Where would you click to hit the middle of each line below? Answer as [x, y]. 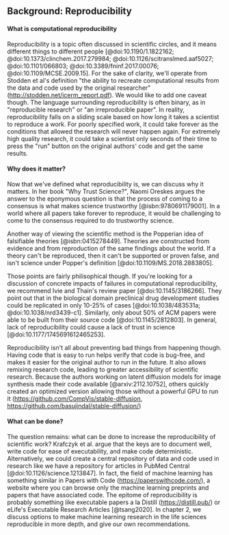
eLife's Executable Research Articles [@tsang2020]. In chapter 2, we [104, 509]
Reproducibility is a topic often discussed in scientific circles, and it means [112, 44]
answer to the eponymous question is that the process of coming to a [105, 199]
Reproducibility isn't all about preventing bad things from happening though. [114, 347]
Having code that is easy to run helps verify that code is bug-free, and [106, 355]
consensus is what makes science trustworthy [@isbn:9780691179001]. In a [113, 206]
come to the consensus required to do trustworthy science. [91, 220]
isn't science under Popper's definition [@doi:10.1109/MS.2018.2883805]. [110, 262]
